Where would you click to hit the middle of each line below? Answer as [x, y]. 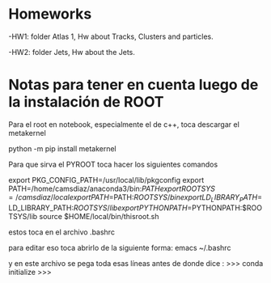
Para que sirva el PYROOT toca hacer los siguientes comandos [113, 164]
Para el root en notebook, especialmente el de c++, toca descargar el [124, 124]
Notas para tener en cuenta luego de [133, 85]
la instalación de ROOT [86, 102]
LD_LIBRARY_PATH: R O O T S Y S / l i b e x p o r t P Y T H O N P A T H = [100, 208]
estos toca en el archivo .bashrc [62, 232]
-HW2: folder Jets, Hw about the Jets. [72, 52]
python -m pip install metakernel [63, 148]
